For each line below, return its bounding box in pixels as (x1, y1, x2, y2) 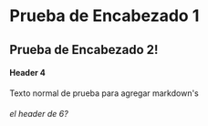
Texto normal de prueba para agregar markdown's (9, 88, 199, 99)
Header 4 (9, 68, 46, 79)
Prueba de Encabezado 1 (9, 5, 200, 26)
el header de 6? (9, 109, 68, 120)
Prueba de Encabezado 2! (9, 42, 159, 58)
